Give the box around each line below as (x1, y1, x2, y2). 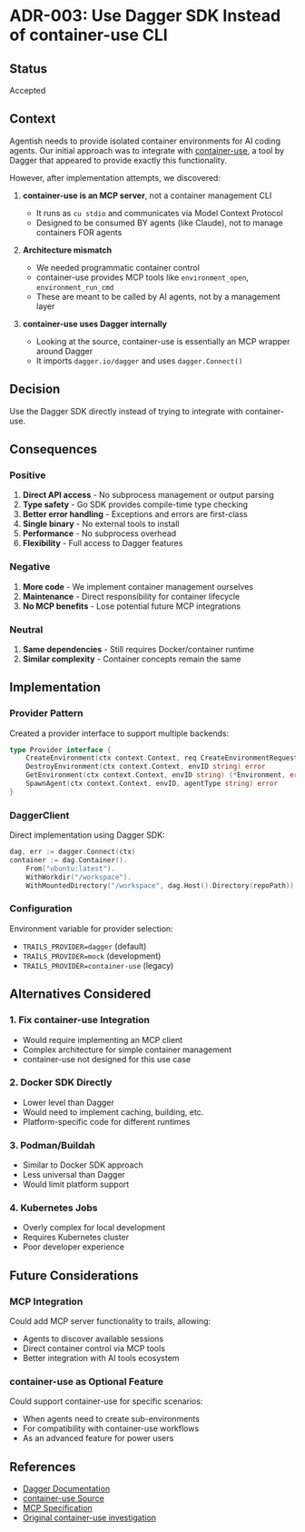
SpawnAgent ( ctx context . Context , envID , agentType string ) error (25, 779, 279, 789)
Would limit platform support (22, 1179, 130, 1190)
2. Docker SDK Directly (9, 1076, 113, 1089)
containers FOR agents (35, 226, 123, 237)
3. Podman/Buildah (9, 1139, 95, 1151)
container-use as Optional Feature (9, 1376, 164, 1388)
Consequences (9, 442, 98, 457)
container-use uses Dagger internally (22, 318, 168, 329)
